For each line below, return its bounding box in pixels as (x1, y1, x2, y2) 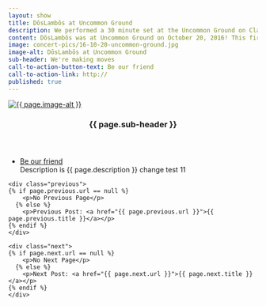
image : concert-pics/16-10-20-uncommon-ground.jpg (8, 41, 179, 49)
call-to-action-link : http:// (8, 70, 108, 78)
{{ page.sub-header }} (89, 119, 177, 130)
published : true (8, 77, 62, 85)
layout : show (8, 11, 51, 20)
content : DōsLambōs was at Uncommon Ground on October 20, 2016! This (8, 33, 246, 42)
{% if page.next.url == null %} (8, 250, 115, 258)
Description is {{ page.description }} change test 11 (19, 165, 186, 175)
